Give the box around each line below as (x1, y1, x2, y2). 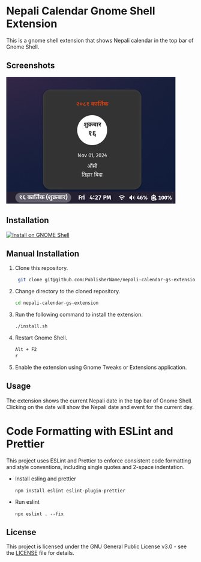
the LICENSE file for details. (6, 549, 75, 557)
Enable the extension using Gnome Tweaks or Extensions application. (14, 363, 187, 371)
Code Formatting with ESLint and (6, 424, 173, 438)
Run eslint (14, 498, 40, 505)
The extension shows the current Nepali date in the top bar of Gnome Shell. (6, 397, 193, 404)
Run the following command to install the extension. (14, 311, 143, 318)
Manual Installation (6, 248, 80, 259)
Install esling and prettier (14, 475, 76, 482)
